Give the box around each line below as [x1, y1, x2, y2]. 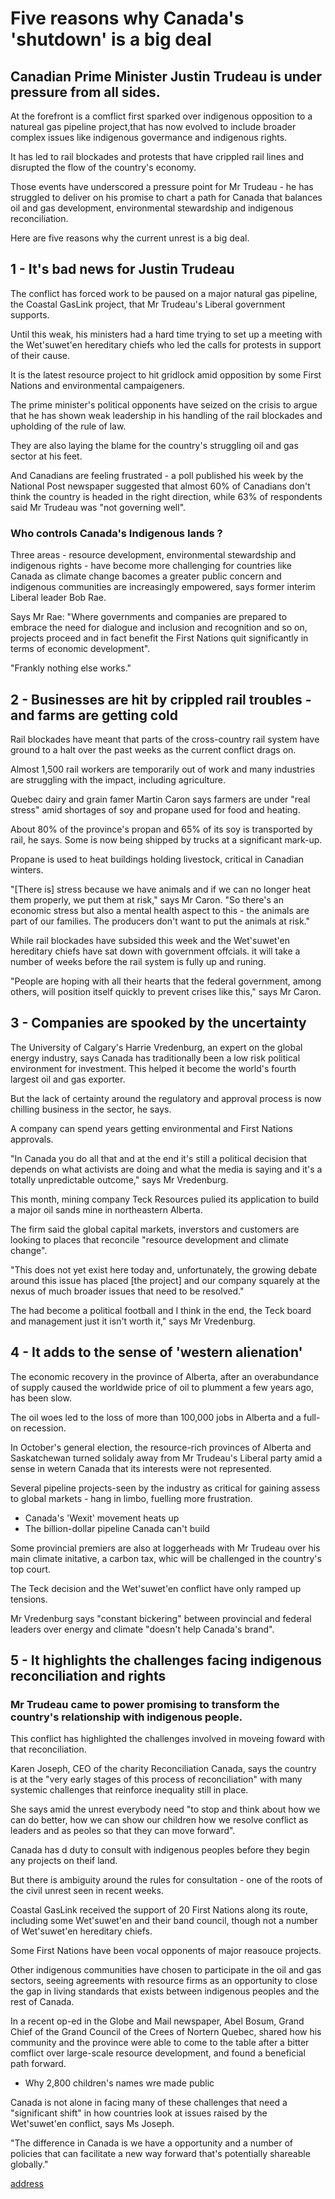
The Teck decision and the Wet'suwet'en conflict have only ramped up [10, 1582, 302, 1594]
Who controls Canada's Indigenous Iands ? [10, 526, 223, 540]
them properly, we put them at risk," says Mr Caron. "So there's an [10, 893, 284, 906]
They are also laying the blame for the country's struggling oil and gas [10, 439, 299, 451]
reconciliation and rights [10, 1667, 167, 1684]
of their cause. [10, 349, 70, 361]
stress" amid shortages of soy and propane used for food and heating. [10, 803, 301, 816]
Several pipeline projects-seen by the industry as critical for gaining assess [10, 1482, 321, 1494]
